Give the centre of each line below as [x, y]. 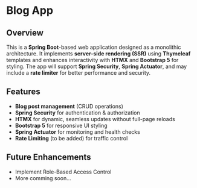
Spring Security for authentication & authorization [77, 113]
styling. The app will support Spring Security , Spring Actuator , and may [97, 66]
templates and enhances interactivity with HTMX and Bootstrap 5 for [92, 60]
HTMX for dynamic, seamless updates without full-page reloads [95, 119]
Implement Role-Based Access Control [63, 172]
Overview [25, 33]
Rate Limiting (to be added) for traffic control [71, 138]
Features [23, 92]
